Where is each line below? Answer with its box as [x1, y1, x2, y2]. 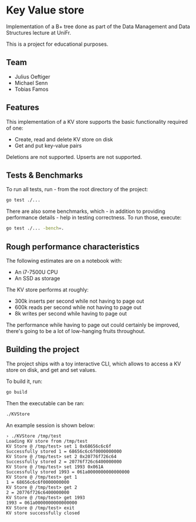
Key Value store [6, 4, 85, 17]
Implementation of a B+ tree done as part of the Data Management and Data [6, 23, 191, 30]
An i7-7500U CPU [14, 268, 58, 276]
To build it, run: [6, 378, 43, 385]
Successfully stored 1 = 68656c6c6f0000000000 [6, 448, 122, 455]
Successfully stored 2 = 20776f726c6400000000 [6, 459, 122, 465]
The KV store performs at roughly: [6, 286, 89, 293]
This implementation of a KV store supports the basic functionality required [6, 118, 188, 125]
